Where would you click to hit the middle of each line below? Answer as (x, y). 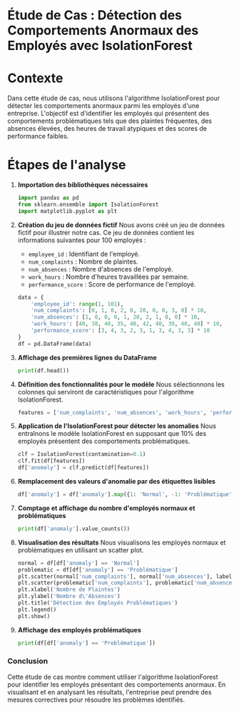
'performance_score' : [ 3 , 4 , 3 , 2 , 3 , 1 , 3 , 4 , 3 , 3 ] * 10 (121, 331)
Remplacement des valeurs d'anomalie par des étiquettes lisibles (117, 482)
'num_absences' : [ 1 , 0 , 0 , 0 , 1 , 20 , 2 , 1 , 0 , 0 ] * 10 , (116, 317)
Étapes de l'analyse (67, 165)
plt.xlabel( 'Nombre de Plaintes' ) (69, 590)
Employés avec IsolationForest (100, 46)
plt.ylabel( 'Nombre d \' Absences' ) (69, 597)
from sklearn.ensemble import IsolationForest (88, 204)
